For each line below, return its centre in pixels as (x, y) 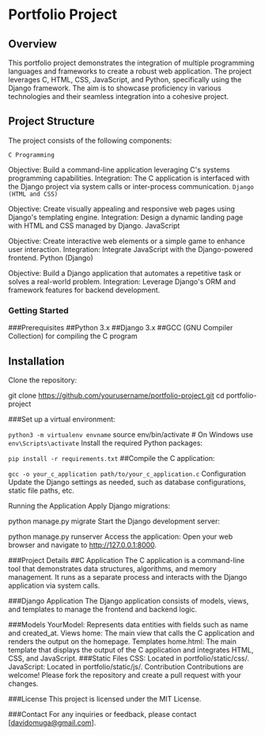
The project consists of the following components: (90, 140)
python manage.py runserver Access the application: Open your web (121, 536)
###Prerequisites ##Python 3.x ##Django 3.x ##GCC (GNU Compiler (121, 328)
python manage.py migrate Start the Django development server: (114, 521)
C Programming (32, 155)
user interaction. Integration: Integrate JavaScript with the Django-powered (131, 249)
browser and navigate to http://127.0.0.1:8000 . (82, 545)
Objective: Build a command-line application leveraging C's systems (119, 169)
